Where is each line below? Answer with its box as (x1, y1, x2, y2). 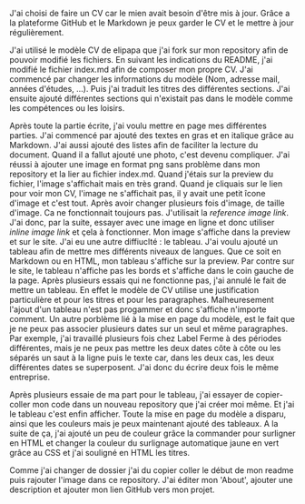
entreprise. (9, 372, 51, 382)
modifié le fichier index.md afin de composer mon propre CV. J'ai (9, 64, 254, 75)
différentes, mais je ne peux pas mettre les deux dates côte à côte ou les (9, 343, 281, 353)
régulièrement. (9, 27, 64, 37)
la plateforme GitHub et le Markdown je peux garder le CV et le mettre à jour (9, 17, 295, 28)
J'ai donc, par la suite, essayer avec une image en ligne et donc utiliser (9, 217, 275, 227)
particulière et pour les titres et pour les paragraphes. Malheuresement (9, 295, 274, 305)
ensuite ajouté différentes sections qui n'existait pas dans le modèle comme (9, 93, 293, 104)
